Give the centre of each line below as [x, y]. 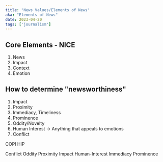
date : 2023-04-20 [24, 19]
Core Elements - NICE [40, 45]
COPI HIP [15, 144]
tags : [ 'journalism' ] [28, 24]
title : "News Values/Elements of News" [48, 10]
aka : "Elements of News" [32, 15]
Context [21, 68]
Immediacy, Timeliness [37, 112]
